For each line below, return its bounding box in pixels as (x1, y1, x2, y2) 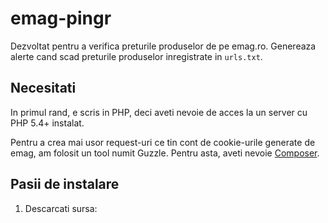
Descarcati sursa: (24, 202, 98, 214)
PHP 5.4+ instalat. (10, 117, 85, 129)
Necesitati (10, 80, 77, 97)
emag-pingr (10, 7, 112, 30)
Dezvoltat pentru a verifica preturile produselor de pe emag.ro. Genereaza (10, 40, 317, 52)
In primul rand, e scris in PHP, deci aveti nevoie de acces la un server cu (10, 106, 308, 118)
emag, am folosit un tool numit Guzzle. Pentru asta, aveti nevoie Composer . (10, 147, 320, 159)
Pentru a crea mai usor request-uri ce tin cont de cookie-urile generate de (10, 136, 316, 148)
